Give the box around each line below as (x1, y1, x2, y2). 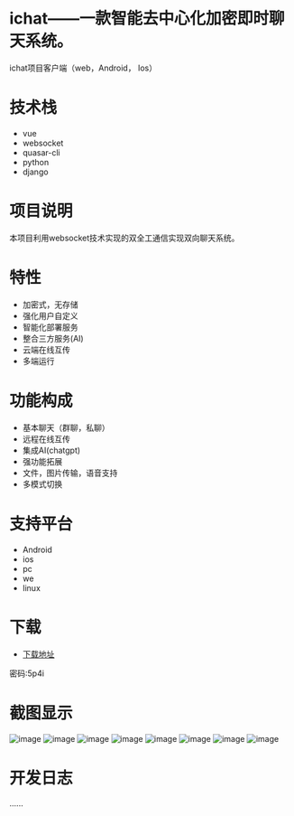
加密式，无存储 (22, 299, 78, 310)
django (22, 166, 49, 177)
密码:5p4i (9, 668, 45, 679)
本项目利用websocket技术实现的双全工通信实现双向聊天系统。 (9, 232, 240, 243)
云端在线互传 (22, 344, 70, 355)
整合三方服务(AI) (22, 333, 84, 343)
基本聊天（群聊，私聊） (22, 422, 110, 433)
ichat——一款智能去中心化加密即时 (9, 8, 270, 29)
